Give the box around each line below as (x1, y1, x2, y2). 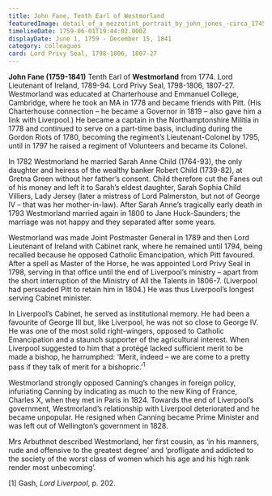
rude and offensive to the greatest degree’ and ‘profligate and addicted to (8, 445, 253, 455)
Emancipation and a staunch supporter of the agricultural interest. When (8, 334, 249, 344)
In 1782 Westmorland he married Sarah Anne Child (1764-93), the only (8, 157, 243, 166)
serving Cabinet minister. (8, 293, 91, 303)
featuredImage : (8, 19, 60, 28)
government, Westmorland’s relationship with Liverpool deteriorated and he (8, 403, 261, 413)
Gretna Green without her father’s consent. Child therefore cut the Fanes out (8, 174, 263, 183)
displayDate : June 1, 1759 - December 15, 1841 (8, 34, 172, 43)
